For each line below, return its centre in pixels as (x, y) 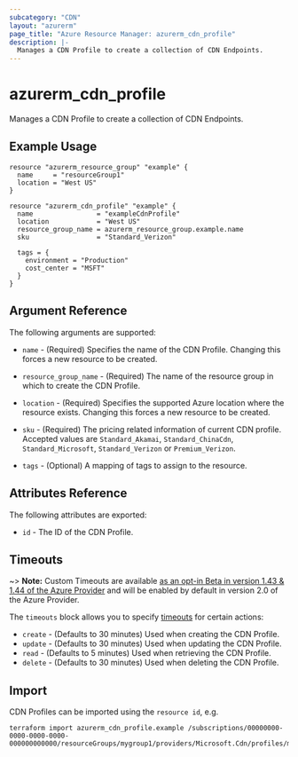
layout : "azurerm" (43, 26)
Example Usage (53, 147)
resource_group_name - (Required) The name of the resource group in (148, 376)
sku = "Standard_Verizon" (97, 237)
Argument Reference (68, 311)
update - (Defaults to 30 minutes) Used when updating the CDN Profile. (152, 643)
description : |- (39, 42)
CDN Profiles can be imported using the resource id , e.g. (114, 712)
